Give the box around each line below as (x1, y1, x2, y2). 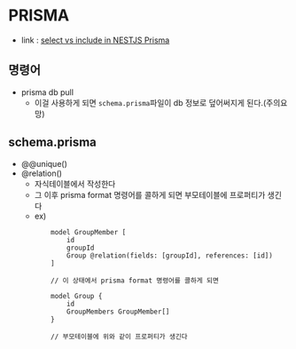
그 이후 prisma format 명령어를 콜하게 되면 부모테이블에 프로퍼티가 (34, 189, 266, 200)
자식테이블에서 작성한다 (34, 178, 116, 189)
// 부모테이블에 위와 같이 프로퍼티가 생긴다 (51, 332, 188, 341)
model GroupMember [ (51, 227, 127, 236)
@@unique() (20, 158, 68, 169)
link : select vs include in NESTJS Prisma (20, 35, 170, 45)
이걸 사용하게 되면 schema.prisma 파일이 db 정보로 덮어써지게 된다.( (34, 97, 267, 107)
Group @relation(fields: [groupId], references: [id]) (66, 250, 274, 260)
